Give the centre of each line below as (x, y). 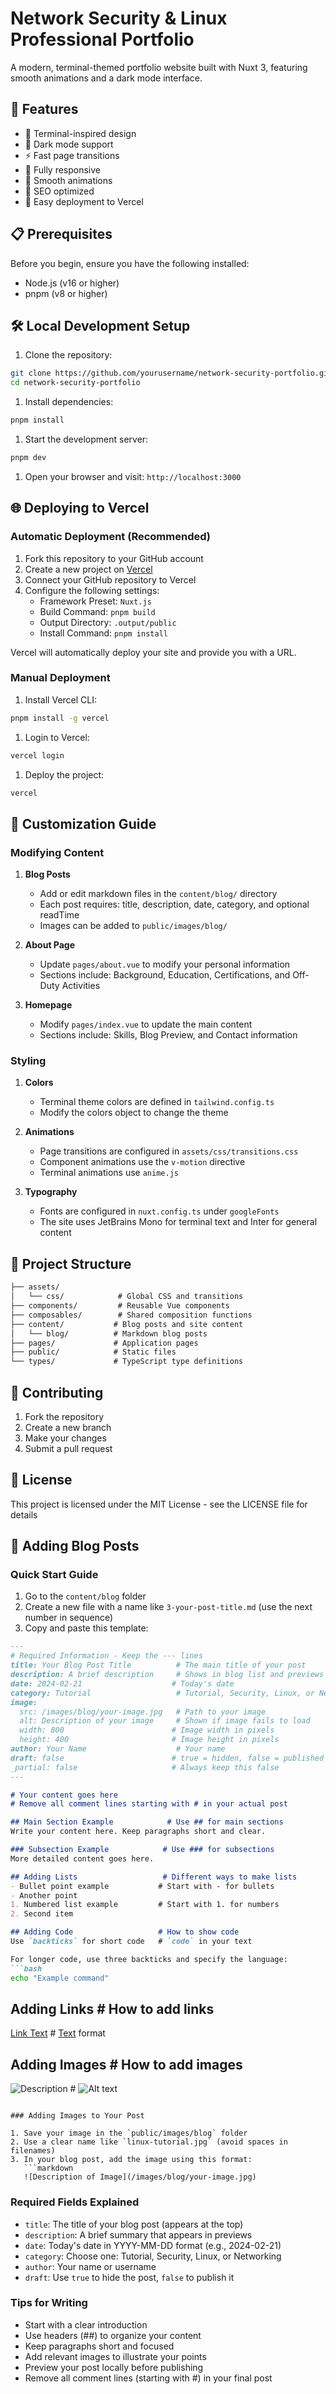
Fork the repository (64, 1416)
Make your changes (65, 1438)
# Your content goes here (64, 1795)
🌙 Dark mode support (69, 144)
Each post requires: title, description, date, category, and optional (174, 904)
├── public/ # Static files (93, 1352)
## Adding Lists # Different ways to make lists (154, 1877)
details (24, 1514)
